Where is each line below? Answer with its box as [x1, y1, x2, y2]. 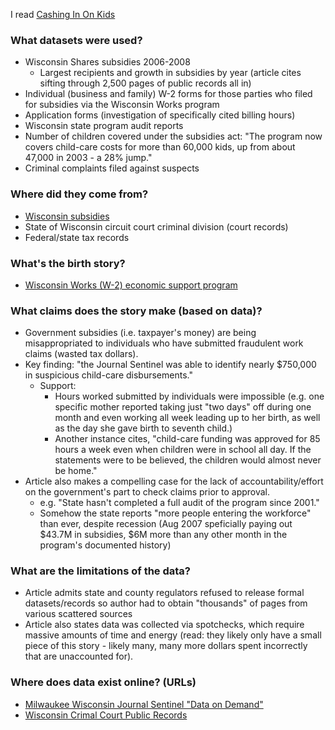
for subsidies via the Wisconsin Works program [24, 99, 220, 111]
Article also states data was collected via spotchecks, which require [24, 619, 305, 631]
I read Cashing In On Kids [10, 9, 116, 20]
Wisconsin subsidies [24, 210, 110, 222]
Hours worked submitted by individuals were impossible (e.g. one [54, 390, 325, 403]
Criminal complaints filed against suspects [24, 162, 200, 174]
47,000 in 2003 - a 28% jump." [24, 152, 153, 164]
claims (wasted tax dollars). [24, 348, 139, 360]
